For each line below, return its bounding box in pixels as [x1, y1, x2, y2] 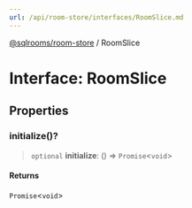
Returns [9, 170, 40, 181]
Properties [9, 104, 69, 119]
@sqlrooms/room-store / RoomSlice [9, 37, 141, 48]
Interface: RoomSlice [9, 68, 167, 89]
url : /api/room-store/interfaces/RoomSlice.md [9, 12, 184, 22]
